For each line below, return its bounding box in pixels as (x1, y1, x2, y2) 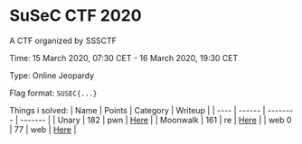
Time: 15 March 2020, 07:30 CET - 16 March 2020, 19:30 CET (9, 52, 239, 63)
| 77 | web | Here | (9, 123, 77, 135)
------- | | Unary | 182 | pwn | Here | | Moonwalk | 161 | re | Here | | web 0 (19, 114, 292, 125)
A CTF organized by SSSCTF (9, 35, 118, 46)
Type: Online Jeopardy (9, 69, 95, 81)
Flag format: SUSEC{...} (9, 87, 98, 98)
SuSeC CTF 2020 (9, 5, 142, 26)
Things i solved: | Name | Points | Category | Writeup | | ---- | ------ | (9, 104, 266, 115)
